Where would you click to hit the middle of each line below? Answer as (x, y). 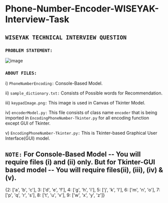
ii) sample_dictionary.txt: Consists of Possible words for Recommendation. (84, 93)
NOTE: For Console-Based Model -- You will (73, 154)
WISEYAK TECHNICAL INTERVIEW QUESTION (66, 37)
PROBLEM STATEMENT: (29, 50)
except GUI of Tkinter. (28, 123)
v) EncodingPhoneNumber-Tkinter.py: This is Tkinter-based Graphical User (81, 133)
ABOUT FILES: (21, 73)
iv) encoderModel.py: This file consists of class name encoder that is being (81, 113)
